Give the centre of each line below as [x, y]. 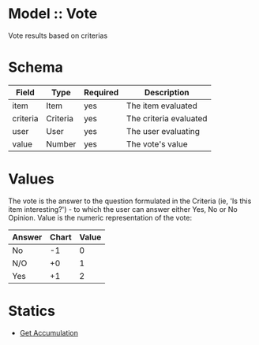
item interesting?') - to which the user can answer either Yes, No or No [123, 209]
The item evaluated [161, 106]
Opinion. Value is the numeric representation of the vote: [100, 217]
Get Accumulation [49, 332]
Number [61, 144]
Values [31, 179]
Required [101, 92]
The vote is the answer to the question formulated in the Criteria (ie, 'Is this [130, 201]
